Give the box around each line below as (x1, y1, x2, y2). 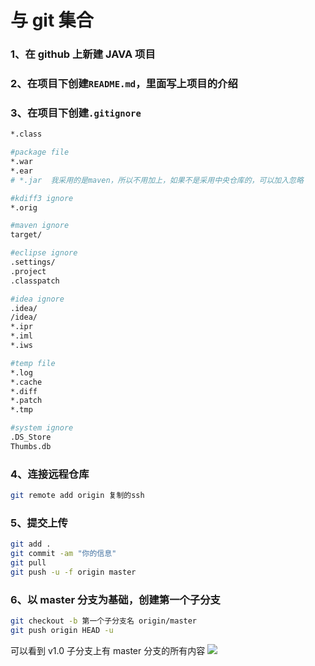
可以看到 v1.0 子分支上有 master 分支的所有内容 (10, 644, 206, 656)
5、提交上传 (10, 516, 68, 530)
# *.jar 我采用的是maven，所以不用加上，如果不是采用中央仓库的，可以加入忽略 (10, 175, 304, 185)
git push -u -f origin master (10, 567, 137, 577)
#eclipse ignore (10, 248, 78, 258)
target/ (10, 230, 43, 240)
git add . (10, 539, 52, 550)
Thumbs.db (10, 441, 52, 451)
